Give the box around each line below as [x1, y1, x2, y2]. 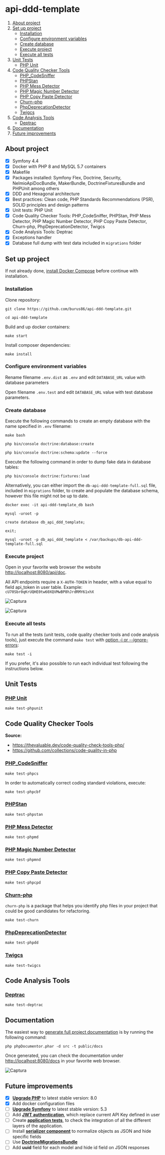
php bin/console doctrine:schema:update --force [5, 450, 108, 455]
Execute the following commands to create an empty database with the [5, 418, 151, 424]
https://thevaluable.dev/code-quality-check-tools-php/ [12, 742, 125, 748]
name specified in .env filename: [5, 423, 72, 429]
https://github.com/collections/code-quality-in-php [12, 747, 117, 753]
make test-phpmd [5, 835, 39, 840]
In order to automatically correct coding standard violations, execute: [5, 780, 146, 786]
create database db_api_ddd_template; [5, 520, 85, 525]
